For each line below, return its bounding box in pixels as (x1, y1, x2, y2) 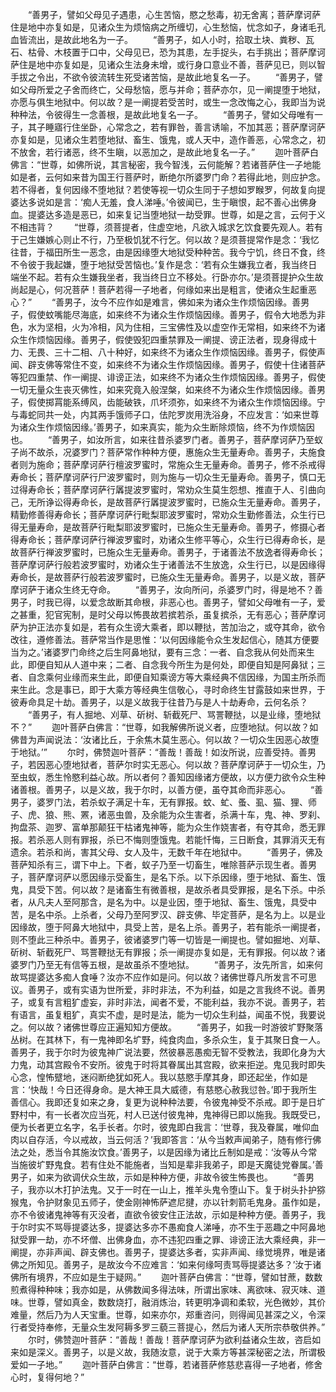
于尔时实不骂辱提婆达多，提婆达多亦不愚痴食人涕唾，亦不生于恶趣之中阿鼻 (10, 1221, 317, 1233)
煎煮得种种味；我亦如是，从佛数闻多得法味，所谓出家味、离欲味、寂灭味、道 (10, 1284, 326, 1295)
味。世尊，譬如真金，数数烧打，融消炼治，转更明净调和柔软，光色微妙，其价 (10, 1296, 326, 1308)
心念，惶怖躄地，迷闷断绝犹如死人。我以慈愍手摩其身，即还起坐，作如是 (10, 1071, 308, 1083)
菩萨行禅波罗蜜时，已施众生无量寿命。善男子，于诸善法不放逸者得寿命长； (18, 546, 326, 558)
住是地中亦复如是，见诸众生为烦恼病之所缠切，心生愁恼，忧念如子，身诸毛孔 (10, 21, 326, 33)
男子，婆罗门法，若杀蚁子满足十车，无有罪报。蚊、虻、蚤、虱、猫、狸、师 (10, 796, 317, 808)
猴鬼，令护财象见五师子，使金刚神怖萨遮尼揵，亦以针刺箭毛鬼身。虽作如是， (10, 1196, 326, 1208)
